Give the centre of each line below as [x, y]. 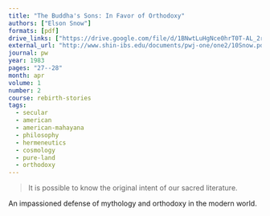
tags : [17, 105]
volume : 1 [25, 83]
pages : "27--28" [35, 68]
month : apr [27, 75]
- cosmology [36, 150]
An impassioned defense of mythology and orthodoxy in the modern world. [133, 204]
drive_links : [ [34, 38]
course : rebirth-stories [50, 98]
